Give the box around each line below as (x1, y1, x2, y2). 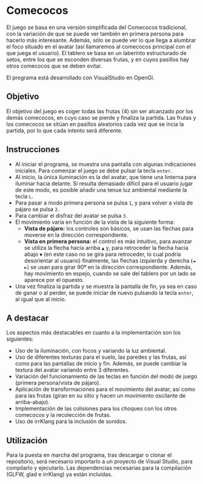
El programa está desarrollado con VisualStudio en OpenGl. (6, 74, 155, 81)
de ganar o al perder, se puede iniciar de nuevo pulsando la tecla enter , (15, 289, 194, 296)
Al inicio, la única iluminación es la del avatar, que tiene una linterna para (15, 173, 197, 180)
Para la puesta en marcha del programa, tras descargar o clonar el (6, 451, 172, 459)
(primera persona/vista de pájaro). (15, 379, 101, 387)
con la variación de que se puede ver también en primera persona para (6, 30, 184, 37)
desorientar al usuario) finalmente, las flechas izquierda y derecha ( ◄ (24, 257, 196, 264)
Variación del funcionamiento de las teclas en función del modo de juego (15, 373, 198, 380)
